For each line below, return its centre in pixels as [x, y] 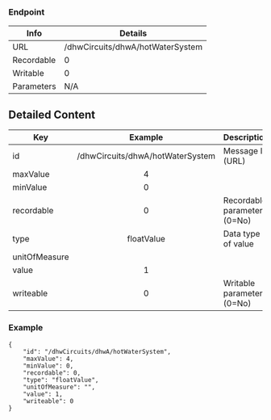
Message [241, 151]
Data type [242, 234]
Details [133, 33]
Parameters [34, 86]
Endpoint [27, 12]
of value [238, 244]
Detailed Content [52, 114]
